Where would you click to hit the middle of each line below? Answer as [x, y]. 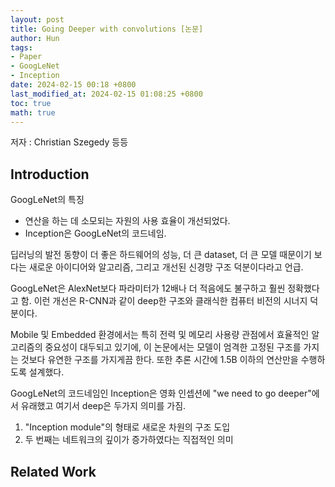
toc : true [31, 103]
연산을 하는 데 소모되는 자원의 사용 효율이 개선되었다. [127, 221]
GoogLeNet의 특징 [47, 200]
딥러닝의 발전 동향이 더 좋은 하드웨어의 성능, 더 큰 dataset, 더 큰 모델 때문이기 [161, 255]
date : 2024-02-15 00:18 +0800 [73, 85]
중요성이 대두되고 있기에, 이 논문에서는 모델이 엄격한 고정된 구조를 [173, 347]
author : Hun [35, 38]
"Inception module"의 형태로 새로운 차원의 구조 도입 [127, 427]
